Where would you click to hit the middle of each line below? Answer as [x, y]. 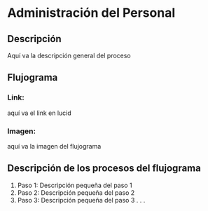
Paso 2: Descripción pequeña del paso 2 [76, 192]
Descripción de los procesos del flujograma [104, 169]
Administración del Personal [91, 13]
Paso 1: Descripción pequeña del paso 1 [75, 185]
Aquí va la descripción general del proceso [69, 55]
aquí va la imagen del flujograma [54, 146]
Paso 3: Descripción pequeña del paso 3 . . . [81, 200]
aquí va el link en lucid [39, 113]
